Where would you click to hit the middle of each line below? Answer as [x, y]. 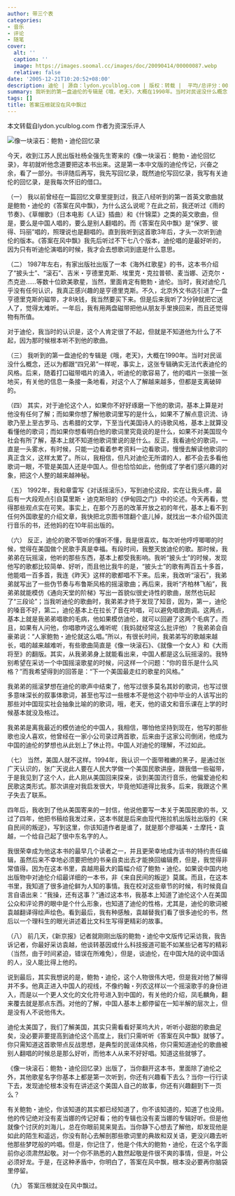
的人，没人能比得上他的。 [44, 962]
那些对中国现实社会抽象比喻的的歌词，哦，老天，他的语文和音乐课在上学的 [114, 703]
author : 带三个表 [30, 14]
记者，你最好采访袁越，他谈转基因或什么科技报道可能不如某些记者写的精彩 [120, 944]
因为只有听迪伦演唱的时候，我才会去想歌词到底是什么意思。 [93, 249]
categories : [24, 20]
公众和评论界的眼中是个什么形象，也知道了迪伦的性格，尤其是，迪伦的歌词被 [117, 903]
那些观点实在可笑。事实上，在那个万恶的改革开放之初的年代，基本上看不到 [120, 507]
